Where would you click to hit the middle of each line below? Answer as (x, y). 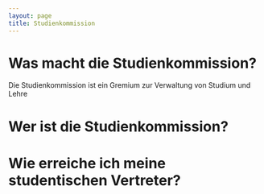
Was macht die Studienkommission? (133, 63)
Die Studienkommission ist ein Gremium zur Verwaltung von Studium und (130, 85)
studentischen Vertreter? (95, 180)
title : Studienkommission (52, 23)
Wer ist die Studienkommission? (119, 126)
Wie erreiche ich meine (87, 163)
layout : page (30, 16)
